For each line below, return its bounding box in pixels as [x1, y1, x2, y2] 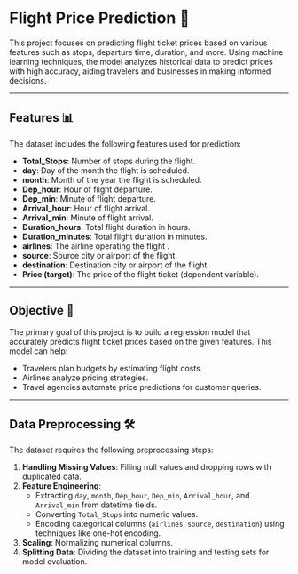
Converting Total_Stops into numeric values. [35, 509, 199, 520]
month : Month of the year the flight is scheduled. [21, 174, 202, 185]
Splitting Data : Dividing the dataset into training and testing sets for [21, 546, 270, 558]
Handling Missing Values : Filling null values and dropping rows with [21, 462, 272, 473]
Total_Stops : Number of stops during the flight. [21, 155, 196, 166]
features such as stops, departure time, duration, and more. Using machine [9, 46, 284, 57]
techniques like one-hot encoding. [35, 528, 161, 538]
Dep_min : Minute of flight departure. [21, 193, 157, 203]
